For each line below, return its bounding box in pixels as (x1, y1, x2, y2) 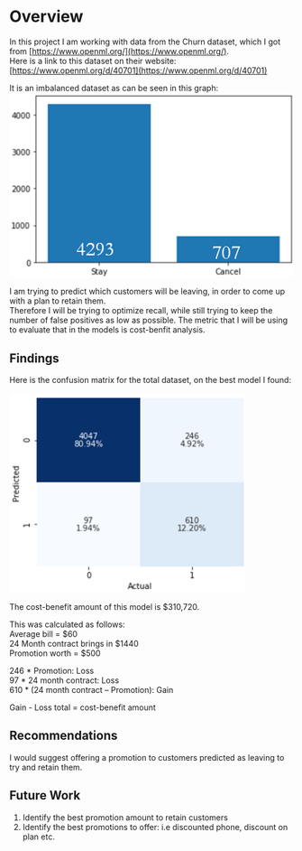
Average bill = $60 (9, 629, 78, 640)
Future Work (9, 788, 81, 803)
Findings (9, 351, 60, 366)
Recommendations (9, 728, 118, 743)
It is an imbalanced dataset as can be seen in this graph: (9, 82, 219, 93)
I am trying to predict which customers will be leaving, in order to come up (9, 286, 286, 297)
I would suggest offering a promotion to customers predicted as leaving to (9, 752, 285, 762)
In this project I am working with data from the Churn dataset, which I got (9, 36, 281, 47)
